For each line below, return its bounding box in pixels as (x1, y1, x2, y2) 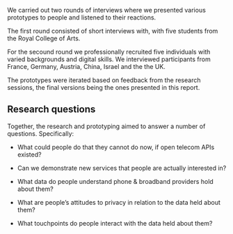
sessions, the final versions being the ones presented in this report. (7, 84, 200, 91)
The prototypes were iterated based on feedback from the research (7, 76, 201, 84)
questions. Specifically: (7, 129, 74, 138)
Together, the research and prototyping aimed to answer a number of (7, 122, 206, 130)
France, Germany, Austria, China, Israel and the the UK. (7, 63, 166, 70)
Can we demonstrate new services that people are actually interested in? (17, 164, 227, 172)
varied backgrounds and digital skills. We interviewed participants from (7, 55, 211, 63)
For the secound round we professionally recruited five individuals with (7, 48, 211, 56)
